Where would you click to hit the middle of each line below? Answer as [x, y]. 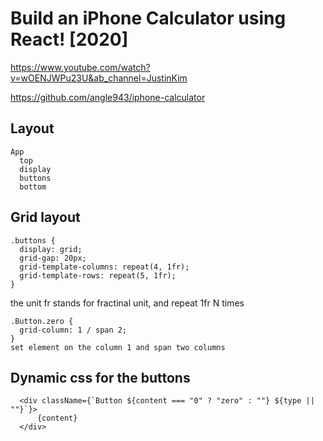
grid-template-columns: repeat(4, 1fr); [104, 267]
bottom [33, 187]
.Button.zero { [42, 321]
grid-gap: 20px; [53, 258]
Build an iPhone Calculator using [148, 18]
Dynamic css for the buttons [100, 377]
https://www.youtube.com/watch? [80, 67]
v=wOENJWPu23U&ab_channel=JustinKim [99, 78]
